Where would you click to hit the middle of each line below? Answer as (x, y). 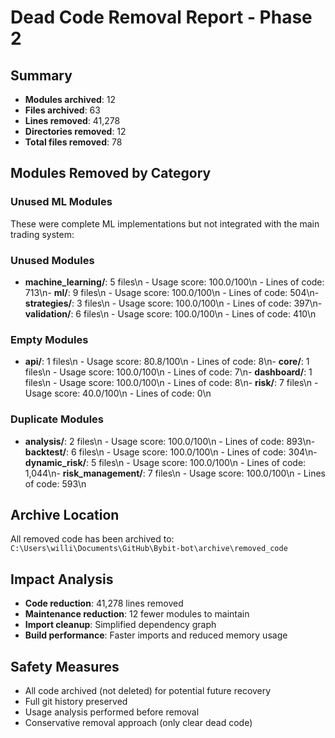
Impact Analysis (62, 579)
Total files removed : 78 (73, 142)
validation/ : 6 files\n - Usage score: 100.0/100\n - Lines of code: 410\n (170, 313)
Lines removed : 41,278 (72, 120)
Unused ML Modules (61, 202)
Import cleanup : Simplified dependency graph (120, 625)
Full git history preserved (76, 702)
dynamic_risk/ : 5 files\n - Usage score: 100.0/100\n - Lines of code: (165, 462)
